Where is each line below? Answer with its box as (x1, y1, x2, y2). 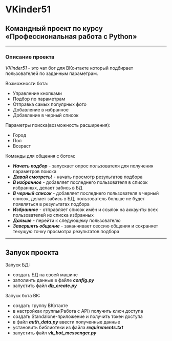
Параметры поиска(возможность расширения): (5, 122, 111, 128)
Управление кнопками (12, 90, 62, 97)
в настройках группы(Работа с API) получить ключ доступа (12, 308, 143, 314)
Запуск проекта (5, 248, 59, 257)
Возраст (12, 143, 31, 149)
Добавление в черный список (12, 112, 79, 119)
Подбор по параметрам (12, 96, 66, 102)
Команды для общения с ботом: (5, 153, 76, 159)
